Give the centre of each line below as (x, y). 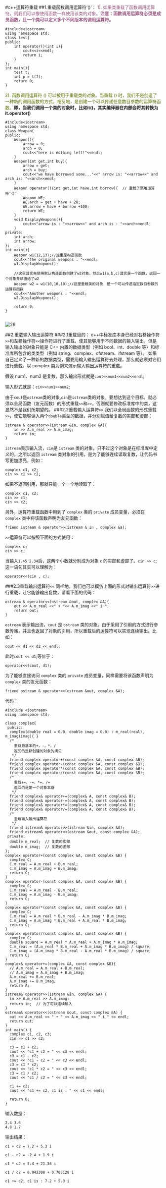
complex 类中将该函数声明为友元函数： (44, 518)
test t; (22, 72)
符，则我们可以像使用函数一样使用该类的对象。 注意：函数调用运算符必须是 (81, 13)
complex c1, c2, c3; (31, 1034)
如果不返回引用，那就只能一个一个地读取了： (51, 484)
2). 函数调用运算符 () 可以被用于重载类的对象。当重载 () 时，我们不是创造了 (81, 95)
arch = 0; (33, 148)
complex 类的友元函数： (29, 681)
